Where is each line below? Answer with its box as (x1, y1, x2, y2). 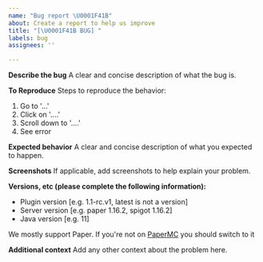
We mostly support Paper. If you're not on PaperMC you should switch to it (8, 229, 255, 240)
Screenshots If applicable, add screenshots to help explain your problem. (8, 166, 251, 176)
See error (19, 127, 52, 137)
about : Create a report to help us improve (8, 19, 156, 27)
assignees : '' (8, 42, 56, 50)
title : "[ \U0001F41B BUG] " (8, 26, 102, 34)
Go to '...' (19, 101, 50, 111)
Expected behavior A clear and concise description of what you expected (8, 142, 253, 152)
